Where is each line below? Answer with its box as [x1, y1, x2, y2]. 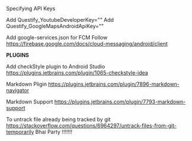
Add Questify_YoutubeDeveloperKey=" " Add [6, 16, 114, 23]
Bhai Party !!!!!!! [35, 129, 73, 135]
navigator [6, 87, 30, 93]
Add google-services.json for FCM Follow [6, 34, 108, 41]
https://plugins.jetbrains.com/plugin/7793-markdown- [54, 98, 186, 105]
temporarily [6, 129, 34, 135]
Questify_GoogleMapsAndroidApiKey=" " [6, 23, 105, 29]
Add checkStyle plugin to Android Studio [6, 63, 105, 70]
